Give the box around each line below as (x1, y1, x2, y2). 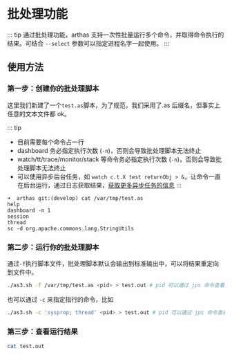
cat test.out (7, 343, 45, 349)
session (7, 212, 30, 220)
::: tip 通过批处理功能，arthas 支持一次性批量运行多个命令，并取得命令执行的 (7, 30, 224, 39)
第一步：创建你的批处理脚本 (7, 84, 99, 93)
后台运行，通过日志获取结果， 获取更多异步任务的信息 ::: (23, 181, 182, 189)
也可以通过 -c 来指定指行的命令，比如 (7, 295, 114, 303)
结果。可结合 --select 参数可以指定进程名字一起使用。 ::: (7, 39, 170, 47)
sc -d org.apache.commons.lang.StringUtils (7, 225, 135, 232)
